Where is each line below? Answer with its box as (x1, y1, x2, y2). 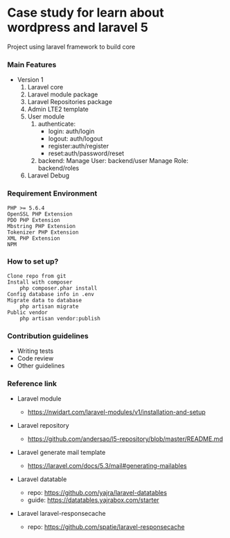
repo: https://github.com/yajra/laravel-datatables (27, 489, 168, 497)
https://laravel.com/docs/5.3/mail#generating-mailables (27, 462, 187, 470)
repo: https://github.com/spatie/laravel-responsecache (27, 523, 185, 531)
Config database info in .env (7, 290, 95, 297)
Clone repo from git (7, 272, 67, 279)
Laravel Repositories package (27, 98, 113, 106)
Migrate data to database (7, 297, 82, 304)
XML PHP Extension (7, 234, 60, 242)
